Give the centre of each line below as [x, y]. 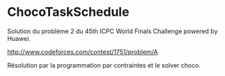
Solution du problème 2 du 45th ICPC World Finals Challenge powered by [113, 31]
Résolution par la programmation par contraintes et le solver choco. [104, 65]
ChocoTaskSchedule [68, 12]
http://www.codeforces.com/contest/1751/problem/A [83, 52]
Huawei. [19, 38]
